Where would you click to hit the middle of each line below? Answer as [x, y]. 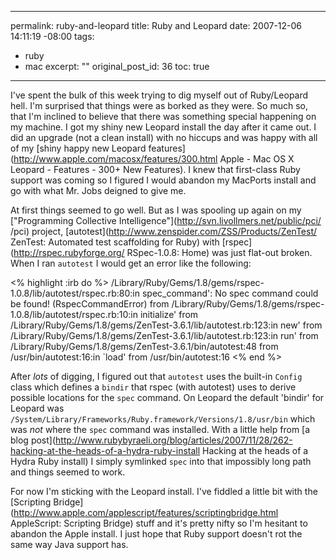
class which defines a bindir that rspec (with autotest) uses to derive [153, 387]
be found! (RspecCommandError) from [90, 304]
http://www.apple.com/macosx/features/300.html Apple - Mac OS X [154, 159]
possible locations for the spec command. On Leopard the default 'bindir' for [167, 397]
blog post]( [33, 440]
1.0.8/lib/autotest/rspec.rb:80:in [75, 293]
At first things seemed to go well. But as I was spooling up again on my [156, 210]
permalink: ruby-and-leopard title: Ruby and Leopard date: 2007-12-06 [156, 25]
